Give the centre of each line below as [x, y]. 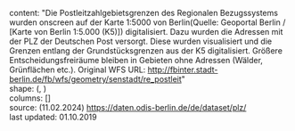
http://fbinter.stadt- [183, 70]
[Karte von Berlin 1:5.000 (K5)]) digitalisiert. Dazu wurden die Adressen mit [146, 32]
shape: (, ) [28, 89]
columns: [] [30, 98]
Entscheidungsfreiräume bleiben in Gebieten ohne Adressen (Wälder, [136, 60]
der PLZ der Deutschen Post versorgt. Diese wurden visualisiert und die [141, 41]
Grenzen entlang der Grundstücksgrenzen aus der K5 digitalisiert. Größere [146, 51]
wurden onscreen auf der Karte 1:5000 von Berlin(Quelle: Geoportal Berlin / [147, 22]
